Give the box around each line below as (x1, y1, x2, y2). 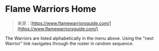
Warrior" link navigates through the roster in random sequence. (5, 40, 134, 46)
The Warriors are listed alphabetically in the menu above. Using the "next (5, 35, 154, 41)
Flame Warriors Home (5, 3, 96, 15)
